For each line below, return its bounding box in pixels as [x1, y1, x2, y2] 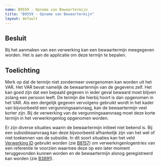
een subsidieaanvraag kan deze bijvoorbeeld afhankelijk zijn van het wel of [5, 130, 155, 135]
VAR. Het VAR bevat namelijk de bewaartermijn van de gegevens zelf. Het [5, 84, 152, 90]
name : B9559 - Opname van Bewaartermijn [5, 7, 88, 12]
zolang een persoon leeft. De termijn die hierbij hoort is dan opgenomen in [5, 95, 154, 100]
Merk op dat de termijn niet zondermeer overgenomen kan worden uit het [5, 79, 152, 85]
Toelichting [5, 66, 40, 74]
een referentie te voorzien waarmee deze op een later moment [5, 145, 130, 151]
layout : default [5, 16, 38, 21]
